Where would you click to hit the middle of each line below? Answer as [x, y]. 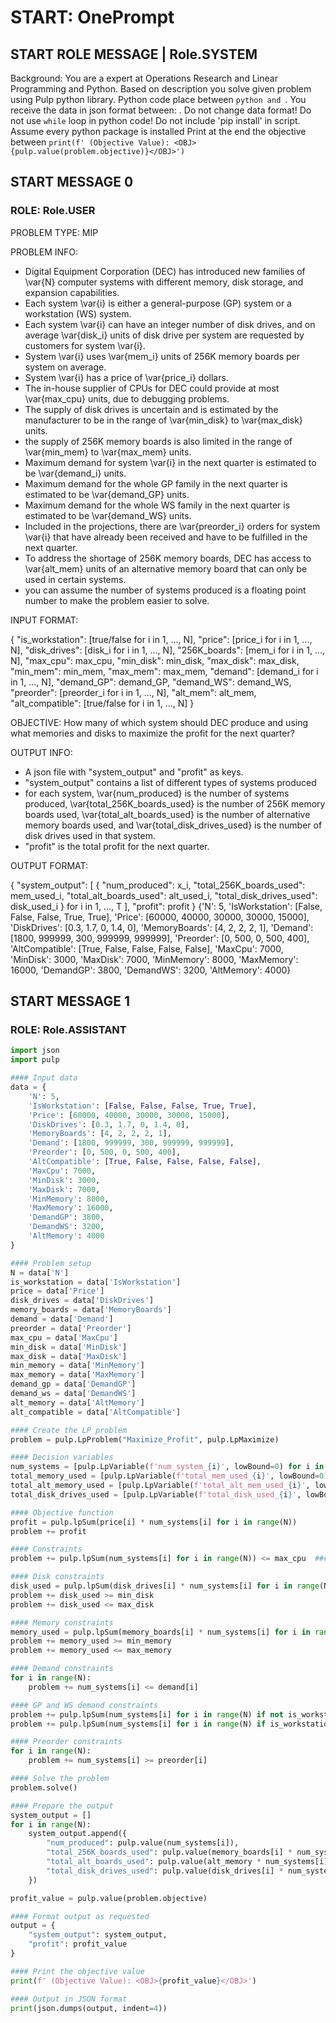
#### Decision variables [62, 1457]
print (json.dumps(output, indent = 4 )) [89, 2008]
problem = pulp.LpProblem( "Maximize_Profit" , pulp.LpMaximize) [145, 1439]
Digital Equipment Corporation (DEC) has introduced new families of [165, 271]
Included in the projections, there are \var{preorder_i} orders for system [172, 526]
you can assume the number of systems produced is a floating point [165, 590]
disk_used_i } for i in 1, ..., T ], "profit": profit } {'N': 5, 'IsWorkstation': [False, [166, 906]
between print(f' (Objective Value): [90, 142]
